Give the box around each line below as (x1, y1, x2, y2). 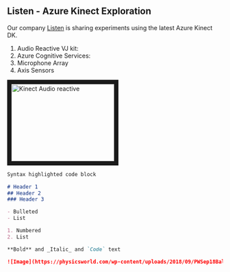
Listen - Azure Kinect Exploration (7, 5, 152, 17)
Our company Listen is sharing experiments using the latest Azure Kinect (7, 23, 213, 32)
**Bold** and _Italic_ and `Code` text (7, 246, 121, 253)
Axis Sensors (16, 66, 55, 74)
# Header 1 (7, 183, 38, 190)
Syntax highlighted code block (7, 171, 97, 177)
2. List (7, 233, 29, 240)
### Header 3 (7, 196, 44, 203)
